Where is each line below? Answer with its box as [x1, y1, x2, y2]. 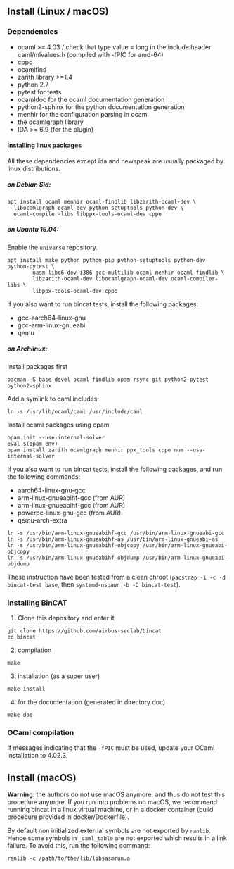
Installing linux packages [7, 141, 82, 150]
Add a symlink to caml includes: [7, 394, 100, 403]
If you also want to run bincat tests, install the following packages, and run [7, 465, 223, 473]
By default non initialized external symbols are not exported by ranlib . [7, 827, 211, 835]
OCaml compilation [7, 728, 74, 738]
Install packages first [7, 362, 68, 370]
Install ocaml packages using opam [7, 420, 110, 429]
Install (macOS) [7, 771, 77, 784]
